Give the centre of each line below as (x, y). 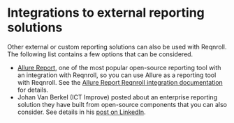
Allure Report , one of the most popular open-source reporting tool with (119, 67)
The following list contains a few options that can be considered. (100, 54)
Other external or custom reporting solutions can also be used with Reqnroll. (117, 47)
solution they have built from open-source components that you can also (122, 104)
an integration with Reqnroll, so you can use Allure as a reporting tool (117, 75)
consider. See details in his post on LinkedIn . (81, 112)
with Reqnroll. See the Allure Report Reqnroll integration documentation (120, 82)
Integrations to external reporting (106, 13)
